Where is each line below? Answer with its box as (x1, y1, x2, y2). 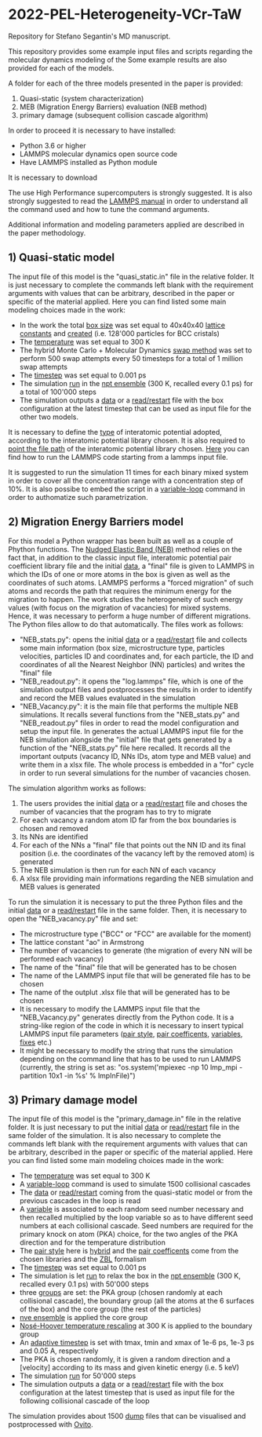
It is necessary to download (8, 173, 98, 182)
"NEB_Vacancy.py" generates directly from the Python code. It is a (19, 1012, 235, 1022)
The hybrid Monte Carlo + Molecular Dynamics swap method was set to (19, 345, 253, 355)
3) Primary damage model (8, 1093, 138, 1107)
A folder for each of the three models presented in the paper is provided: (8, 78, 243, 88)
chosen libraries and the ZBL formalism (19, 1254, 147, 1264)
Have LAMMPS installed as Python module (19, 157, 158, 166)
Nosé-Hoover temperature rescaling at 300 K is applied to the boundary (19, 1321, 253, 1331)
